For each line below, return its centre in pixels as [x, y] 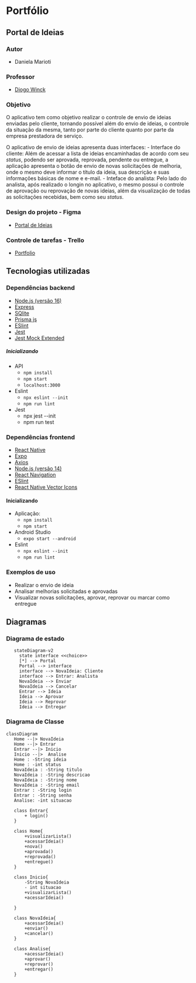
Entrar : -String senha [43, 795]
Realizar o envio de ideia [44, 585]
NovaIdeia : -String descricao [52, 775]
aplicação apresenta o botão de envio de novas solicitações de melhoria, [94, 166]
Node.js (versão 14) [38, 468]
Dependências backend [40, 288]
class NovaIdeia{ [35, 918]
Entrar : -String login [43, 790]
